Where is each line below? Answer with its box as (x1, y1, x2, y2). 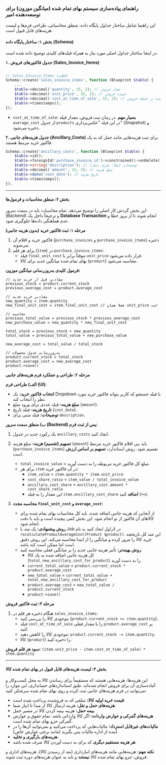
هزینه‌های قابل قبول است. (5, 28, 53, 34)
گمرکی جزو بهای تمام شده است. (12, 718, 73, 724)
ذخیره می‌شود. (12, 125, 40, 131)
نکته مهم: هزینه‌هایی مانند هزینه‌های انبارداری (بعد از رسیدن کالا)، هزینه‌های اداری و (5, 748, 154, 754)
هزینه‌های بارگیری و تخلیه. (12, 733, 59, 739)
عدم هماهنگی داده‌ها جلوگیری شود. (5, 217, 69, 224)
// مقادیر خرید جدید (5, 294, 48, 299)
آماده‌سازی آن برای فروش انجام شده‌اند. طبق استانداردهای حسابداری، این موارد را (5, 682, 156, 688)
